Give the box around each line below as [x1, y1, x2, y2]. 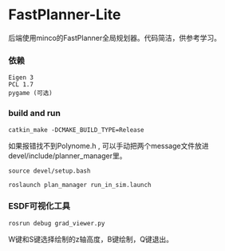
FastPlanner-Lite [8, 6, 121, 24]
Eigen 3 [8, 74, 34, 82]
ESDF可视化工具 [8, 201, 70, 212]
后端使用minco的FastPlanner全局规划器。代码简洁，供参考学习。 [8, 33, 222, 42]
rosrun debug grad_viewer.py [8, 219, 105, 227]
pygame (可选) [8, 90, 53, 98]
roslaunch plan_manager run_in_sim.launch [8, 181, 152, 189]
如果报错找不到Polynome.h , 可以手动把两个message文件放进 [8, 141, 209, 150]
